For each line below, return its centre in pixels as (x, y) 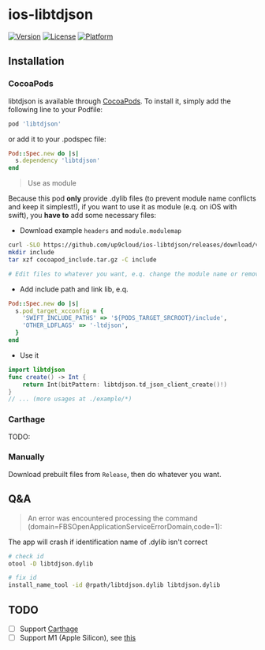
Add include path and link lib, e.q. (74, 289)
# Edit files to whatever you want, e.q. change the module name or (123, 274)
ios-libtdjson (50, 15)
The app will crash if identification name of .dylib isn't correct (108, 542)
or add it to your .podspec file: (57, 139)
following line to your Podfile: (56, 109)
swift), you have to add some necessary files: (82, 216)
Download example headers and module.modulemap (101, 231)
